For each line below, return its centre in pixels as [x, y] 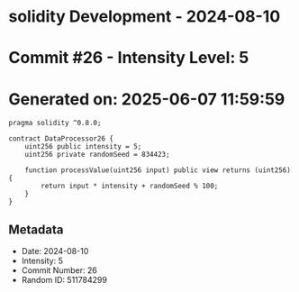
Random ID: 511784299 [64, 280]
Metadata [36, 229]
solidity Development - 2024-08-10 [145, 17]
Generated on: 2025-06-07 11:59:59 [147, 99]
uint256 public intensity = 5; [83, 147]
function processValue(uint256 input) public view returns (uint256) [158, 170]
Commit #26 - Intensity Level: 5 [129, 58]
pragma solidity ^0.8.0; [55, 123]
